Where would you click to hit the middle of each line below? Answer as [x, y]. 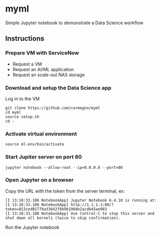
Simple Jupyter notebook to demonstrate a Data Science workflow [74, 23]
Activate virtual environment [41, 134]
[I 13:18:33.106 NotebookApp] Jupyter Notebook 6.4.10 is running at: [81, 200]
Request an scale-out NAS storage [48, 75]
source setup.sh [22, 116]
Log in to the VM [22, 98]
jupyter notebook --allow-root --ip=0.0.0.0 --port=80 [64, 167]
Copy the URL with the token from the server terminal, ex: [65, 191]
